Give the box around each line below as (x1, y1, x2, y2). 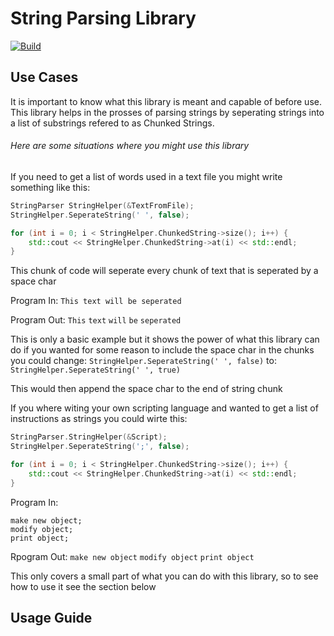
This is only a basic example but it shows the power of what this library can (10, 333, 320, 346)
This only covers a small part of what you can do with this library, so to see (10, 570, 319, 582)
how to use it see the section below (10, 580, 157, 592)
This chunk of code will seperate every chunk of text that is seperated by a (10, 265, 319, 277)
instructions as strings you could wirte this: (10, 413, 188, 425)
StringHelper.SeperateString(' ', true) (10, 365, 182, 376)
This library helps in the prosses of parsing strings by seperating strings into (10, 106, 325, 118)
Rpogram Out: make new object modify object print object (10, 550, 255, 562)
